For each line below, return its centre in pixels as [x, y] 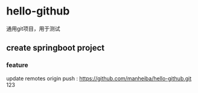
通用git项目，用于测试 [33, 28]
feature [17, 65]
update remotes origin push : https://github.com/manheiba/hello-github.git [99, 78]
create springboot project [56, 48]
